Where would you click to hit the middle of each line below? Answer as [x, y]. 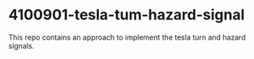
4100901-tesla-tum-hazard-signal [127, 15]
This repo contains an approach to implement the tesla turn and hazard [127, 37]
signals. [22, 45]
